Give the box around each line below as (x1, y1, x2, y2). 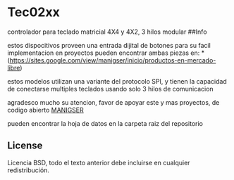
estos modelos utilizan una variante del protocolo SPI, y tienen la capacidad (7, 77, 227, 85)
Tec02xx (7, 4, 60, 20)
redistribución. (7, 166, 49, 174)
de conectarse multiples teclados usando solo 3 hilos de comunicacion (7, 84, 214, 93)
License (7, 140, 43, 152)
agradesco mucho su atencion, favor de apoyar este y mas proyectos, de (7, 98, 220, 106)
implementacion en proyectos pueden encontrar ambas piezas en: (7, 49, 200, 57)
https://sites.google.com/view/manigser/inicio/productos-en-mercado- (9, 56, 216, 64)
